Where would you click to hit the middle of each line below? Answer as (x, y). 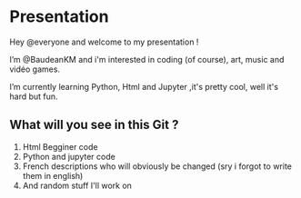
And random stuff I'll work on (77, 185)
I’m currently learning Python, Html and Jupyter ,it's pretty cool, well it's (144, 86)
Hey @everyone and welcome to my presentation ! (104, 42)
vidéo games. (35, 69)
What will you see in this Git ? (94, 125)
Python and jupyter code (69, 156)
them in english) (53, 175)
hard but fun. (34, 96)
